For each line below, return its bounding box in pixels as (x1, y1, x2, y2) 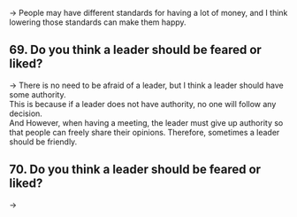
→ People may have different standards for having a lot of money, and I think (9, 8, 288, 18)
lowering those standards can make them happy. (9, 17, 187, 27)
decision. (9, 108, 42, 119)
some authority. (9, 89, 66, 100)
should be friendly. (9, 136, 78, 147)
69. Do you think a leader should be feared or (9, 43, 263, 58)
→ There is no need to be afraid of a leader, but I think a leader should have (9, 80, 285, 90)
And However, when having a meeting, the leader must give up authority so (9, 117, 284, 128)
